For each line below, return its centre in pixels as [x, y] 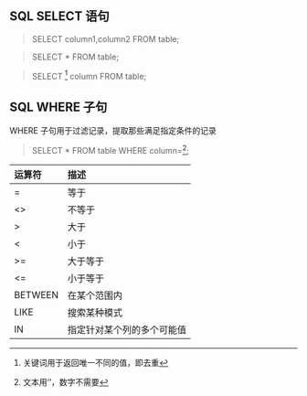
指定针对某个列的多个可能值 [127, 329]
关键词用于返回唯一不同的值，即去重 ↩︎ [95, 362]
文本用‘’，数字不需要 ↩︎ [66, 381]
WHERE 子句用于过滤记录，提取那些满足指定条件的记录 [113, 131]
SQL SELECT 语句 [59, 16]
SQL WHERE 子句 [58, 107]
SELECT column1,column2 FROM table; [106, 38]
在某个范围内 [95, 295]
